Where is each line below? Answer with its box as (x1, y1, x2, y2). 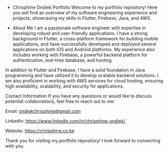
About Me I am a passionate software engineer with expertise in (12, 25, 146, 31)
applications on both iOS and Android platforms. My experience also (12, 47, 155, 52)
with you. (5, 143, 24, 149)
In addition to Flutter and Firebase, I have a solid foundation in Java (5, 67, 145, 73)
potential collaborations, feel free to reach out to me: (5, 98, 115, 104)
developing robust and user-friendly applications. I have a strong (12, 30, 148, 36)
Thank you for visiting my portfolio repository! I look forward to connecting (5, 138, 161, 143)
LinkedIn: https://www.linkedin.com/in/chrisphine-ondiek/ (5, 118, 125, 124)
